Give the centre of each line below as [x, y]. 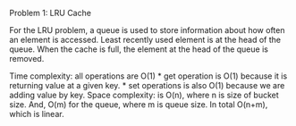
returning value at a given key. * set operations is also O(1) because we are [147, 85]
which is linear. [37, 114]
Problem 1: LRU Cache [51, 13]
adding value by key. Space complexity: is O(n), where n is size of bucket [144, 95]
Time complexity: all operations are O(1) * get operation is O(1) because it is [148, 76]
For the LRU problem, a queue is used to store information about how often [147, 30]
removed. [27, 59]
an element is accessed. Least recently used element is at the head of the [145, 40]
